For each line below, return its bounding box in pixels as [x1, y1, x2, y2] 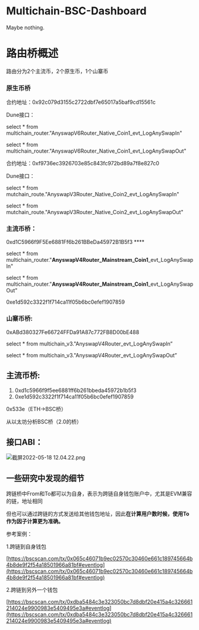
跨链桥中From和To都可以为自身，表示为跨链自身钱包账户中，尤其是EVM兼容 [6, 490, 192, 498]
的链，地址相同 [6, 498, 43, 505]
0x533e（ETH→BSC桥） [6, 405, 67, 412]
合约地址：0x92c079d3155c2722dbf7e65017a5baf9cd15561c [6, 98, 156, 106]
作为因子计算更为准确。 [6, 518, 64, 525]
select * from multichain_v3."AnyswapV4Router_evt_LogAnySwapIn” [6, 340, 173, 347]
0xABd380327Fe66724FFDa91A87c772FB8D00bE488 [6, 328, 140, 335]
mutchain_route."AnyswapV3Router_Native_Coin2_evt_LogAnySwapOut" [6, 209, 184, 216]
